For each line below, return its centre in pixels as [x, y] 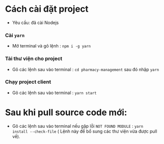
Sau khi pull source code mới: [66, 112]
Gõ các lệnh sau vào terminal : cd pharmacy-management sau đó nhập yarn [85, 69]
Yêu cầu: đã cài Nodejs [35, 23]
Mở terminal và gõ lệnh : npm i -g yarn [51, 46]
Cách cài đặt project [47, 9]
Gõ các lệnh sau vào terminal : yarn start [54, 93]
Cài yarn [15, 35]
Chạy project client [28, 82]
